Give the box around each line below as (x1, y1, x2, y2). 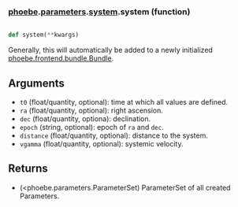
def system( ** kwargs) (8, 31, 80, 39)
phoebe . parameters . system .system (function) (8, 6, 191, 17)
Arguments (8, 76, 65, 90)
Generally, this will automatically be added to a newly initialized (8, 46, 213, 55)
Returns (8, 162, 49, 176)
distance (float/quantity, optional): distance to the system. (19, 131, 209, 140)
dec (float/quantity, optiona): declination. (19, 113, 151, 124)
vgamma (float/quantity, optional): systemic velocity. (19, 139, 184, 148)
